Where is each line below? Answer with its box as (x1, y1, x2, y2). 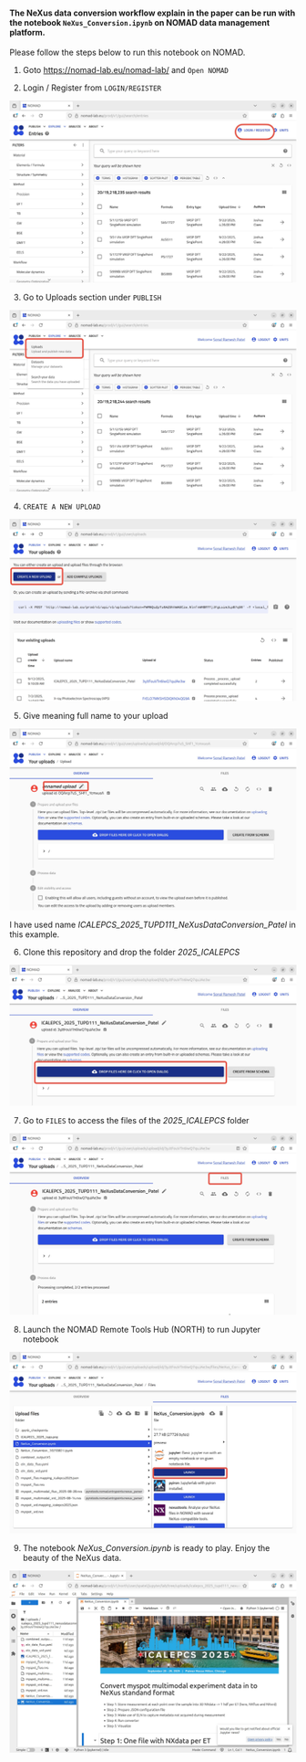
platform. (9, 26, 46, 37)
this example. (9, 928, 60, 940)
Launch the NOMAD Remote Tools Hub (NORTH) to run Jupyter (22, 1324, 261, 1335)
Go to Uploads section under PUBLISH (22, 291, 162, 302)
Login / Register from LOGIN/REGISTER (22, 82, 162, 93)
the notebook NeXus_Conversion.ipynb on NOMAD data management (9, 16, 270, 27)
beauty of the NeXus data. (22, 1553, 122, 1564)
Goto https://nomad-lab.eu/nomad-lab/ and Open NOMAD (22, 65, 229, 76)
